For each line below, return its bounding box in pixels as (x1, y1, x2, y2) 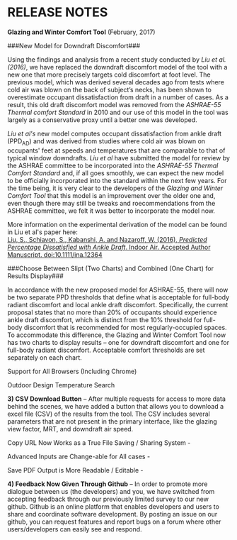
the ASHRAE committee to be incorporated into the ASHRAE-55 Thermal (7, 161, 219, 170)
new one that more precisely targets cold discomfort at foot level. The (7, 70, 211, 79)
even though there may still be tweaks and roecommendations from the (7, 199, 216, 207)
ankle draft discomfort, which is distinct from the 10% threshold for (7, 315, 203, 324)
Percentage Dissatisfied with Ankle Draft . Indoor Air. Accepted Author (7, 243, 211, 251)
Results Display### (7, 271, 64, 280)
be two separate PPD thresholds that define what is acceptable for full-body (7, 292, 230, 302)
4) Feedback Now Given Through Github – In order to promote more (7, 480, 208, 488)
